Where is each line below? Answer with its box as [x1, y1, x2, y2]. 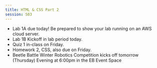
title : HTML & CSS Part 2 [5, 7, 59, 12]
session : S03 [5, 12, 32, 17]
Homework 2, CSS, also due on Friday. [12, 47, 92, 53]
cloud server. [12, 31, 40, 37]
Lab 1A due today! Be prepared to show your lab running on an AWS [12, 25, 152, 31]
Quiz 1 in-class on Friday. [12, 41, 64, 47]
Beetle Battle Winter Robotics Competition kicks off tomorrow [12, 52, 139, 58]
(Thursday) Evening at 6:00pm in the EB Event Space [12, 57, 122, 63]
